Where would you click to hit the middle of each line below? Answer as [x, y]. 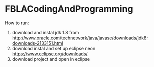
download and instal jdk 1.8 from [45, 32]
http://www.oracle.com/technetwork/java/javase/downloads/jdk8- [80, 38]
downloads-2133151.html [37, 43]
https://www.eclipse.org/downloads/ [50, 54]
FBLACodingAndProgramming [69, 9]
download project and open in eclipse [51, 59]
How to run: [17, 23]
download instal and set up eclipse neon [54, 48]
